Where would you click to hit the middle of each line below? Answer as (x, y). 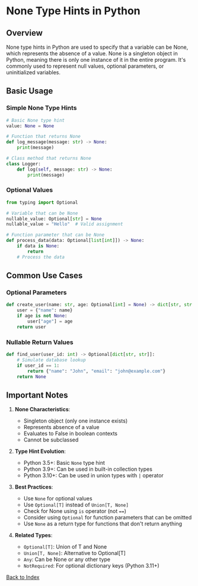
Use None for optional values (58, 499)
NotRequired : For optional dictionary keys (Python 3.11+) (92, 566)
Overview (25, 33)
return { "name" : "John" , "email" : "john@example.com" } (97, 371)
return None (31, 377)
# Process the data (41, 257)
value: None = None (30, 126)
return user (31, 327)
